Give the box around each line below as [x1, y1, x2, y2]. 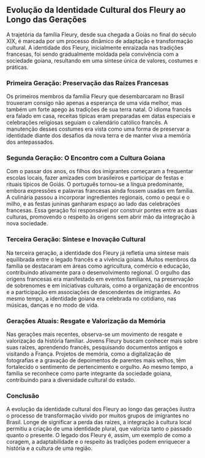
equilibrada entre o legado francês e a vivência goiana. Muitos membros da [6, 255, 197, 263]
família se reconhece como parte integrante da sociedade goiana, [6, 370, 173, 377]
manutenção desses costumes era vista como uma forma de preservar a [6, 125, 190, 133]
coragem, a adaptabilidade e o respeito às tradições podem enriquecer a [6, 438, 190, 446]
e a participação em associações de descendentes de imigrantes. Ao [6, 288, 181, 295]
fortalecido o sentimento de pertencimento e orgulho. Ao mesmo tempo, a [6, 363, 193, 370]
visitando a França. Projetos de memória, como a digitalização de [6, 350, 171, 357]
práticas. [6, 63, 29, 71]
